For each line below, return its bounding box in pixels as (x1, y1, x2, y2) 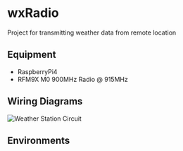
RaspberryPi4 (17, 67, 58, 75)
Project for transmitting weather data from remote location (7, 28, 177, 37)
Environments (7, 134, 70, 146)
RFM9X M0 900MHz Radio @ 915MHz (17, 75, 128, 83)
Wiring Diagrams (7, 95, 83, 107)
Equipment (7, 49, 56, 61)
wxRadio (7, 5, 59, 21)
